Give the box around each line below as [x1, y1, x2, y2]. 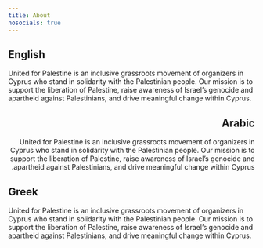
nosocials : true [8, 19, 61, 27]
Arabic [222, 116, 255, 129]
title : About [8, 11, 51, 20]
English [8, 48, 45, 61]
